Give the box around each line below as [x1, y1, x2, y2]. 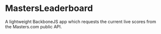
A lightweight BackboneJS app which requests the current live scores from [5, 19, 157, 24]
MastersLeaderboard [5, 3, 93, 14]
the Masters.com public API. [5, 23, 62, 29]
